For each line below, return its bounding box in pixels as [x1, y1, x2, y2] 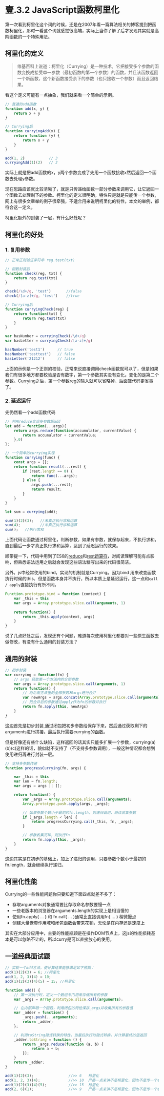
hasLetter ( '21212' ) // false [5, 356, 76, 361]
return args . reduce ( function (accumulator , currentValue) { [14, 428, 137, 433]
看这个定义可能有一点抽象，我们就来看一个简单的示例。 [5, 92, 116, 98]
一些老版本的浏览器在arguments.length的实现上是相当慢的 [12, 908, 129, 913]
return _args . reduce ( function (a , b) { [22, 1042, 104, 1047]
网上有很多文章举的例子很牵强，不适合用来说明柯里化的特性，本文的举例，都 [5, 198, 159, 204]
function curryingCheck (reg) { [5, 307, 69, 311]
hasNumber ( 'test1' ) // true [5, 347, 73, 352]
